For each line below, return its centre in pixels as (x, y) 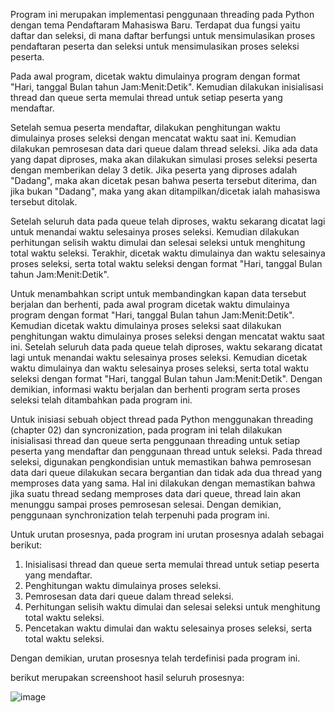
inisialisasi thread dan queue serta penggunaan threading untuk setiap (155, 440)
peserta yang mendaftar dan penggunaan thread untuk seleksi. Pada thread (166, 451)
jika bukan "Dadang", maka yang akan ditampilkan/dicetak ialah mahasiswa (165, 191)
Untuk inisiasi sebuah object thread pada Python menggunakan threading (161, 419)
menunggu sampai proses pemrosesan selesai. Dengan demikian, (146, 504)
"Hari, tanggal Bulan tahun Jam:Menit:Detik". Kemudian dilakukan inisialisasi (167, 87)
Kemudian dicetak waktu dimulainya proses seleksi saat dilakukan (146, 325)
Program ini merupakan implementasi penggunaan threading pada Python (162, 14)
